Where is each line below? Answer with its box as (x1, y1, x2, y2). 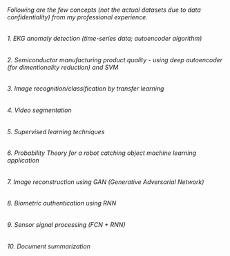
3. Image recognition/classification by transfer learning (7, 84, 164, 93)
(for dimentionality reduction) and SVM (7, 63, 119, 71)
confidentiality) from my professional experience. (7, 12, 148, 21)
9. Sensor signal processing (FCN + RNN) (7, 221, 126, 229)
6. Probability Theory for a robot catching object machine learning (7, 149, 197, 157)
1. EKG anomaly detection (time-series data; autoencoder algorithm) (7, 35, 202, 43)
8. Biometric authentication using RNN (7, 199, 117, 208)
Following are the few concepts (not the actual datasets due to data (7, 6, 202, 14)
